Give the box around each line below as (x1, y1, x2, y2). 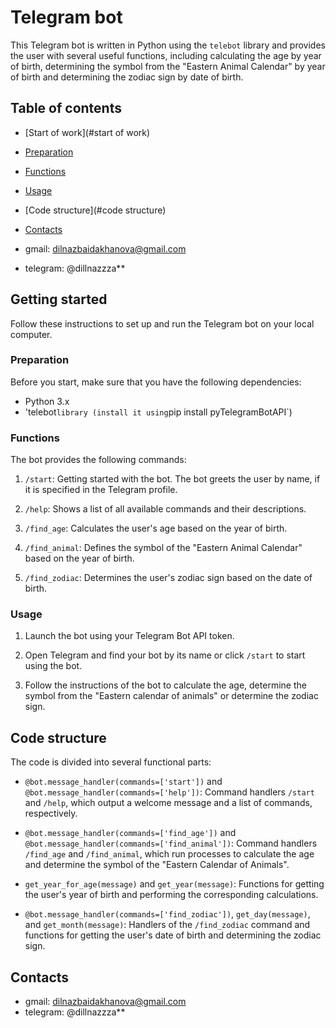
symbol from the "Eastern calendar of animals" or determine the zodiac (24, 690, 319, 702)
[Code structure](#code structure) (24, 204, 167, 216)
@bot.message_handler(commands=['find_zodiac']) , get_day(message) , (24, 908, 311, 920)
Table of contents (10, 100, 122, 117)
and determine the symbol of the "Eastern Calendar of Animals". (24, 859, 290, 871)
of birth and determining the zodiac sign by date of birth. (10, 71, 244, 83)
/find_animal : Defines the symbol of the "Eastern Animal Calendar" (24, 542, 303, 554)
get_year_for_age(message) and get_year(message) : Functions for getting (24, 878, 325, 890)
